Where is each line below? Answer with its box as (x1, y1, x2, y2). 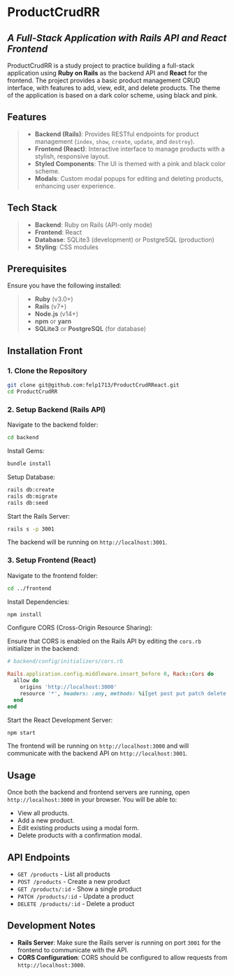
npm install (7, 611, 42, 618)
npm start (7, 729, 36, 737)
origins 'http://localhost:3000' (20, 683, 117, 691)
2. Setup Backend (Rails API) (7, 404, 106, 414)
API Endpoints (7, 851, 71, 863)
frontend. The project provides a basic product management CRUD (7, 76, 200, 84)
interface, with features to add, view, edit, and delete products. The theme (7, 84, 221, 91)
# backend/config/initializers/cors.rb (7, 658, 124, 665)
